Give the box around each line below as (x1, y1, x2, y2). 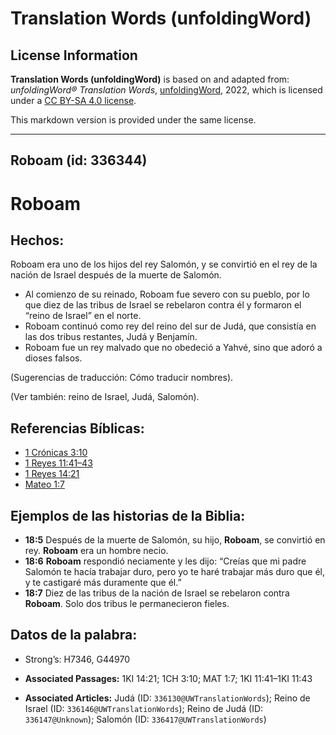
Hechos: (10, 232, 65, 249)
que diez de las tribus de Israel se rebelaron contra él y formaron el (24, 299, 302, 311)
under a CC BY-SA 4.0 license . (10, 95, 137, 106)
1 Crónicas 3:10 (24, 447, 88, 459)
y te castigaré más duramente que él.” (24, 577, 182, 589)
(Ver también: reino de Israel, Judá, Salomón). (10, 391, 200, 403)
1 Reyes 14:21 (24, 468, 80, 480)
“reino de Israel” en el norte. (24, 310, 142, 322)
